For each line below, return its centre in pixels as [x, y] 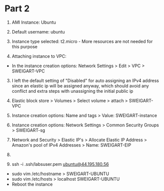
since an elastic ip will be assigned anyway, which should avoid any [80, 86]
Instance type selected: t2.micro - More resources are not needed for [82, 41]
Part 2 [17, 9]
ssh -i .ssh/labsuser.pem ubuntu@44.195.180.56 [60, 164]
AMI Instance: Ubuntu [34, 22]
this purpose [25, 46]
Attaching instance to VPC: [39, 56]
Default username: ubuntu [38, 32]
